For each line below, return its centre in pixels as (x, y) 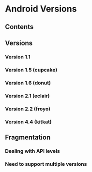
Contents (19, 27)
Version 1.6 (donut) (28, 83)
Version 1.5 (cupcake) (31, 70)
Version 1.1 (18, 57)
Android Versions (41, 9)
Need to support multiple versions (46, 164)
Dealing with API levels (32, 151)
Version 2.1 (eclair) (27, 96)
